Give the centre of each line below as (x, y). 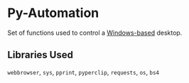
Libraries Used (40, 55)
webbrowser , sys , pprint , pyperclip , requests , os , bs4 (83, 72)
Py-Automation (53, 13)
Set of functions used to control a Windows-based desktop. (95, 33)
